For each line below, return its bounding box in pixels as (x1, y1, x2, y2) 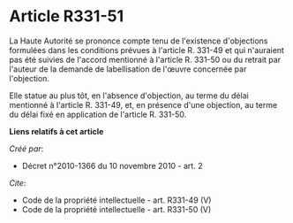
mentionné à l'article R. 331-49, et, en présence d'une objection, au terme (9, 99, 278, 110)
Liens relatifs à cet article (9, 126, 104, 136)
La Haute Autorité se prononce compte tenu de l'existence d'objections (9, 35, 268, 46)
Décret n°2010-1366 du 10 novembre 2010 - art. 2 (21, 160, 203, 171)
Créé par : (9, 143, 44, 154)
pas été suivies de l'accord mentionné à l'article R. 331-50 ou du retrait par (9, 54, 281, 65)
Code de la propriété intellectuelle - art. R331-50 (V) (21, 204, 212, 214)
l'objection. (9, 73, 50, 83)
